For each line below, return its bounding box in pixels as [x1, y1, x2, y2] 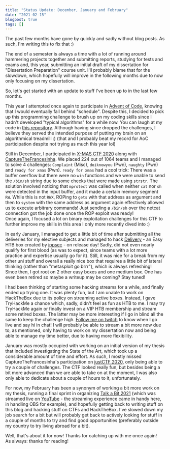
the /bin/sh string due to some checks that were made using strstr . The [5, 178, 158, 184]
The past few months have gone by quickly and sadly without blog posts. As [5, 36, 165, 42]
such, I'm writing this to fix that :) [5, 41, 74, 47]
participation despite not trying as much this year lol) [5, 141, 116, 147]
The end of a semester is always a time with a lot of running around [5, 51, 146, 57]
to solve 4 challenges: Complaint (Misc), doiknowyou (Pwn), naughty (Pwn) [5, 161, 158, 168]
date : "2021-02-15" [5, 12, 47, 17]
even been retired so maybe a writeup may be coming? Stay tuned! [5, 274, 146, 280]
